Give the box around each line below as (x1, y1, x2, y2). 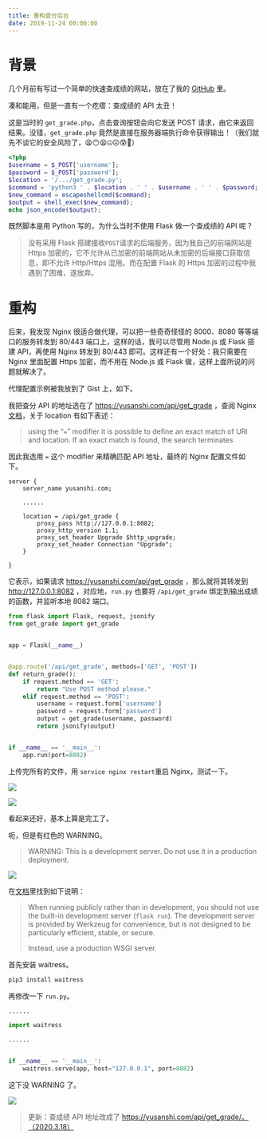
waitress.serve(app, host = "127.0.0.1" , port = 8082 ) (22, 1065, 194, 1073)
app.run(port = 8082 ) (22, 751, 88, 759)
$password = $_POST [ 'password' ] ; (8, 169, 120, 177)
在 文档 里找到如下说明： (8, 886, 85, 895)
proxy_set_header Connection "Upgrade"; (37, 541, 173, 549)
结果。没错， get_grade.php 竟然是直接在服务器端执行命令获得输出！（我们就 (8, 128, 260, 137)
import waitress (8, 1022, 62, 1030)
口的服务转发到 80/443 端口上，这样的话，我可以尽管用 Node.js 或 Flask (8, 337, 246, 347)
